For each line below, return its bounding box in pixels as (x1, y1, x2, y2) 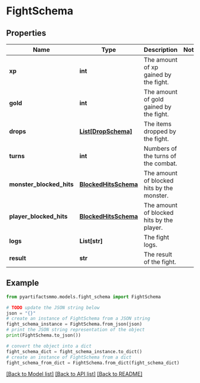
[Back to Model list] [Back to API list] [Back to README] (6, 370, 143, 378)
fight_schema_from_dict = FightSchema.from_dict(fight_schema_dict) (6, 360, 180, 366)
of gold (143, 95, 164, 103)
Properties (6, 28, 46, 38)
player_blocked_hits (9, 212, 68, 220)
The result (143, 251, 173, 258)
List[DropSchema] (79, 127, 133, 135)
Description (143, 46, 178, 54)
